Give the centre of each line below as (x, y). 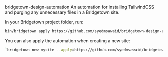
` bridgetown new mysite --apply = (40, 50)
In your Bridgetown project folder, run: (44, 22)
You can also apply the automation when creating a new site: (68, 40)
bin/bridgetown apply (28, 31)
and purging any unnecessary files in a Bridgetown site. (62, 12)
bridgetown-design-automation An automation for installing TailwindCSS (80, 7)
